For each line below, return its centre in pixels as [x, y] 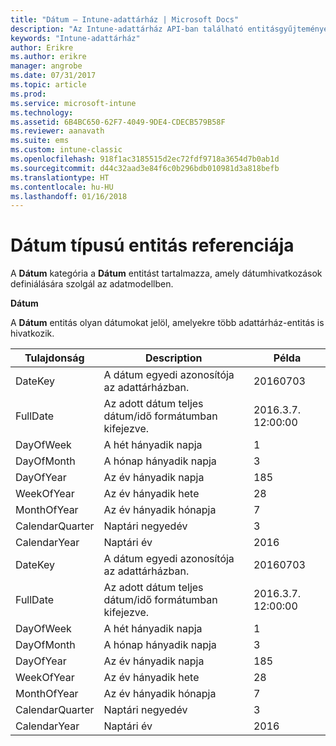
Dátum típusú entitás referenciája [152, 245]
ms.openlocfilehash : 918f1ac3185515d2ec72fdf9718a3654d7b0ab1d [145, 159]
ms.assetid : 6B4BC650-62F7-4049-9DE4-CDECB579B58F [118, 122]
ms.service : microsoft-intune [73, 103]
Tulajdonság [54, 358]
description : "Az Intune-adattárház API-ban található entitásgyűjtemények [171, 29]
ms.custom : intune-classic [66, 150]
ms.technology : [42, 112]
